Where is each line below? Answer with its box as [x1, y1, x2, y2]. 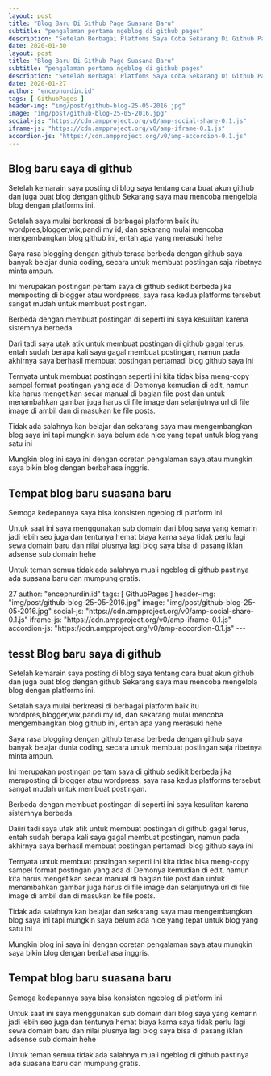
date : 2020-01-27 [8, 79, 67, 87]
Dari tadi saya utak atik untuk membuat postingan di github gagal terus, [8, 338, 246, 348]
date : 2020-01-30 [8, 42, 67, 50]
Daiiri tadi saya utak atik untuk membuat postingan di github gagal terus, [8, 824, 248, 834]
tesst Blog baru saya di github [8, 647, 161, 661]
